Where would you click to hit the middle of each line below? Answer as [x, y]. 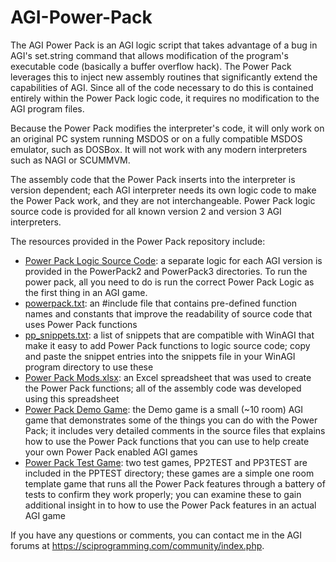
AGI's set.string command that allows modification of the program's [149, 55]
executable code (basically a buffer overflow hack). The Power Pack [151, 66]
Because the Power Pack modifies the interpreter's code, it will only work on [167, 128]
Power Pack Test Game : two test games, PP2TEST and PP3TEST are [166, 462]
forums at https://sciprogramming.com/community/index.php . [137, 545]
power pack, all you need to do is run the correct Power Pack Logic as [169, 282]
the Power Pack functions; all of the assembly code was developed [163, 388]
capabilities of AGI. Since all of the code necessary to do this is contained [162, 87]
